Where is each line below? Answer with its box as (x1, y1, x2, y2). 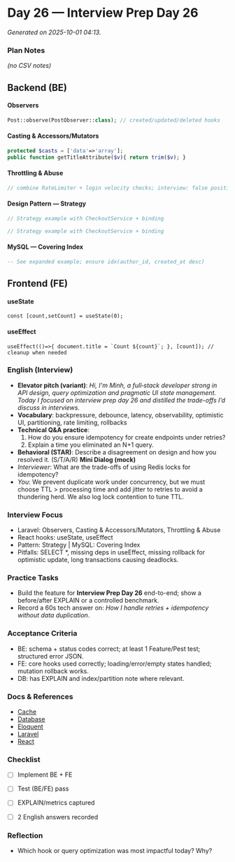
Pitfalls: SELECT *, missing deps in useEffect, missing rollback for (17, 548, 206, 556)
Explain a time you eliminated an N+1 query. (27, 440, 154, 449)
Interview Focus (7, 510, 63, 519)
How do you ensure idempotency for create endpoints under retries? (27, 433, 226, 441)
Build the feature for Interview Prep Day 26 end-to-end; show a (17, 589, 201, 597)
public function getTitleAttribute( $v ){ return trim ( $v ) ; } (7, 154, 187, 161)
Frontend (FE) (7, 278, 69, 289)
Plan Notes (7, 45, 45, 55)
